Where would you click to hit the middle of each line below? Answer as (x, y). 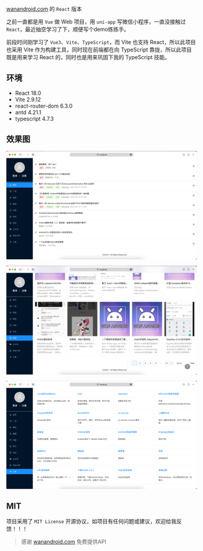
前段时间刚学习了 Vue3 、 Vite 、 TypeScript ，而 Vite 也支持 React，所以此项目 (101, 42)
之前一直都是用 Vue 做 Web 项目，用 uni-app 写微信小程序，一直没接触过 (96, 22)
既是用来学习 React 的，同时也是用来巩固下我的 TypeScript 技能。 (88, 57)
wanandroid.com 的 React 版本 (44, 9)
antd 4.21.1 (28, 112)
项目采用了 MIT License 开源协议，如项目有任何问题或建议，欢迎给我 (92, 521)
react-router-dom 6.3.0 (44, 106)
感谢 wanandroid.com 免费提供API (64, 542)
